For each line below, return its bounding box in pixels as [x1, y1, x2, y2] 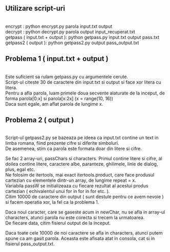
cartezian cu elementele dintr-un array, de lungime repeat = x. [5, 177, 137, 184]
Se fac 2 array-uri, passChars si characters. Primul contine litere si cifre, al [5, 156, 162, 162]
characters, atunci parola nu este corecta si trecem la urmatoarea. [5, 215, 145, 221]
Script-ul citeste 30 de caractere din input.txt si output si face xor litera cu [5, 79, 161, 85]
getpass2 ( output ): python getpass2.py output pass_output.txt [5, 40, 139, 46]
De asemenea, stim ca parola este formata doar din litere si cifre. [5, 146, 142, 152]
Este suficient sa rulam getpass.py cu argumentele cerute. [5, 73, 129, 80]
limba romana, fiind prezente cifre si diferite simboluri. [5, 140, 119, 146]
